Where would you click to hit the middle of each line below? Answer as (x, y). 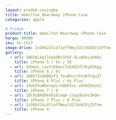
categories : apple (25, 19)
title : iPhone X (32, 110)
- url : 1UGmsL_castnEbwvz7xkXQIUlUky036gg (56, 67)
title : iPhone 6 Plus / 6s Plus (49, 81)
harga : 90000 (19, 38)
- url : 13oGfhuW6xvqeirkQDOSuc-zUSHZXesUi (56, 86)
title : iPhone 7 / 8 (36, 90)
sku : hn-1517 (19, 43)
